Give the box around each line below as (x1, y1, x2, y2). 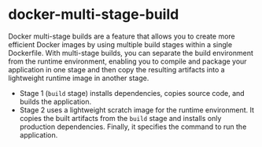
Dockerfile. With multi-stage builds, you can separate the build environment (8, 48, 254, 57)
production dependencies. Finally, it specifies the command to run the (19, 122, 247, 131)
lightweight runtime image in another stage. (8, 73, 149, 83)
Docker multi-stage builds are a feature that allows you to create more (8, 31, 236, 41)
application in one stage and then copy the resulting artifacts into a (8, 64, 226, 74)
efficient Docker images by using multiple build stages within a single (8, 39, 233, 49)
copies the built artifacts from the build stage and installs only (19, 113, 222, 123)
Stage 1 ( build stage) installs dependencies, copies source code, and (19, 88, 245, 97)
